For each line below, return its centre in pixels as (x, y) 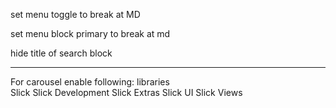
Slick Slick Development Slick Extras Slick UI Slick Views (126, 92)
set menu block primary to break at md (90, 33)
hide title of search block (61, 53)
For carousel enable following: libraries (90, 82)
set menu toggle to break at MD (75, 14)
